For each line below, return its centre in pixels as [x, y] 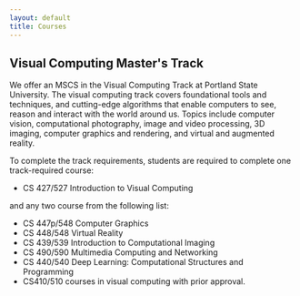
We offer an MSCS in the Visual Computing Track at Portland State [134, 85]
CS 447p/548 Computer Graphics [85, 223]
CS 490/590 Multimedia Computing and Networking [120, 252]
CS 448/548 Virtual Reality [73, 233]
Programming [48, 272]
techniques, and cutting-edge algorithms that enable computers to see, [143, 105]
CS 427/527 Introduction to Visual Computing [108, 189]
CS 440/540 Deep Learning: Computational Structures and [133, 262]
